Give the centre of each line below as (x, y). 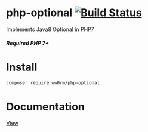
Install (22, 67)
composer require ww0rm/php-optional (53, 83)
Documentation (46, 107)
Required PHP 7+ (27, 43)
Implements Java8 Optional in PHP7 (50, 29)
